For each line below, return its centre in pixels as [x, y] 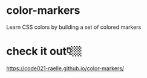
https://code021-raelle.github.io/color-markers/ [65, 68]
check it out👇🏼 [44, 51]
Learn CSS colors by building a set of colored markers [74, 27]
